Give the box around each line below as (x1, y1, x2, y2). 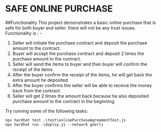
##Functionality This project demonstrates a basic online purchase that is (5, 19, 156, 25)
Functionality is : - (5, 30, 42, 36)
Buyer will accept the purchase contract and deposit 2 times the (12, 50, 145, 56)
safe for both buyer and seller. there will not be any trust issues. (5, 24, 136, 30)
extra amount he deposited (12, 77, 68, 83)
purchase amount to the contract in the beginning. (12, 98, 116, 104)
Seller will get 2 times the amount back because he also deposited (12, 93, 149, 99)
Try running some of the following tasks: (5, 108, 88, 114)
